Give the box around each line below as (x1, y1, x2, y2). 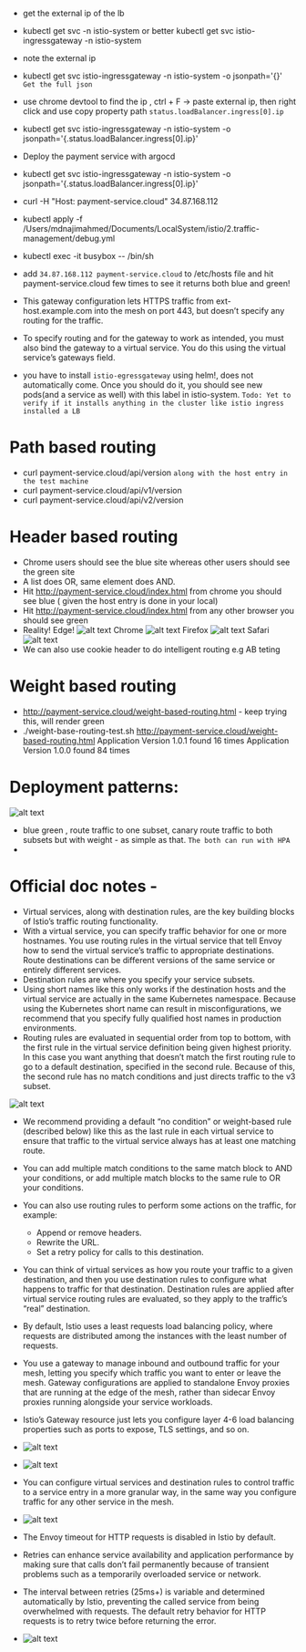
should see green (22, 615, 88, 626)
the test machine (22, 476, 89, 486)
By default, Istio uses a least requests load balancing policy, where (22, 1320, 273, 1331)
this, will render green (22, 715, 105, 726)
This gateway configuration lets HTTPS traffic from (22, 296, 214, 307)
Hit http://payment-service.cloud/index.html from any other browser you (22, 605, 294, 616)
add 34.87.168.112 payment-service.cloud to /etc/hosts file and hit (22, 268, 274, 279)
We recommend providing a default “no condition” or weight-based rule (22, 1116, 292, 1127)
